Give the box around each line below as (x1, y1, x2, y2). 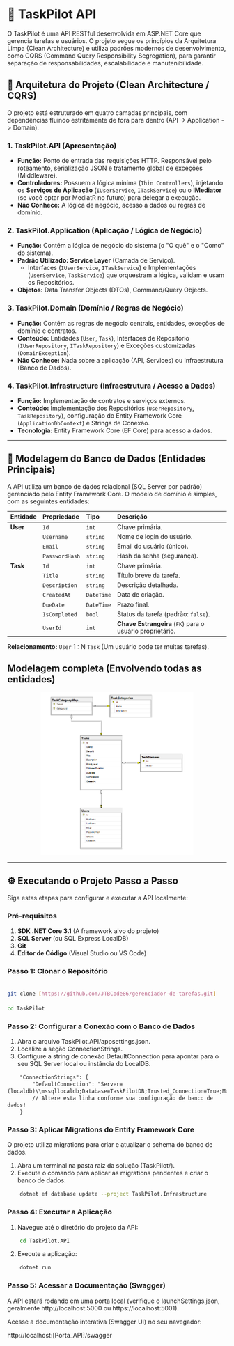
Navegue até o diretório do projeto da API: (17, 1223, 139, 1231)
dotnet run (19, 1264, 52, 1271)
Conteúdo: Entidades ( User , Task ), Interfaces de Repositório (17, 334, 189, 342)
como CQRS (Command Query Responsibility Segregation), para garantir (7, 52, 216, 60)
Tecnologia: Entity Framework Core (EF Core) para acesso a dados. (17, 426, 212, 435)
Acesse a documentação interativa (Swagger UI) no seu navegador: (7, 1317, 202, 1326)
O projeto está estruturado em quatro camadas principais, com (7, 108, 188, 117)
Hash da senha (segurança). (117, 551, 198, 560)
